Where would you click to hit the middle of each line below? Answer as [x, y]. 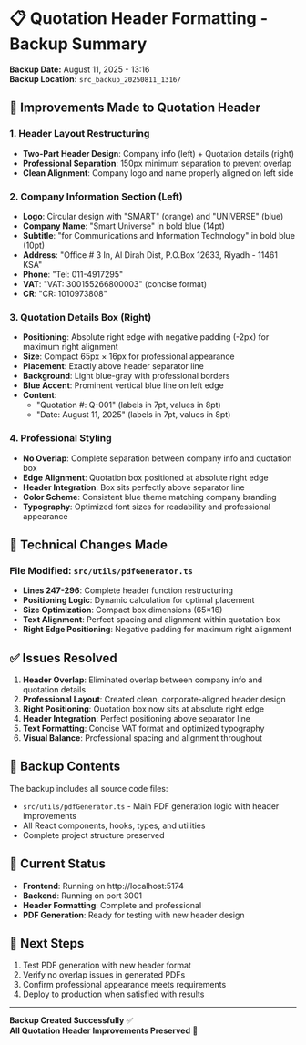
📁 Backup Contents [65, 767]
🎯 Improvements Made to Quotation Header [135, 108]
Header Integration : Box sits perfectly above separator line [133, 487]
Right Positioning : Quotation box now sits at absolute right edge [143, 709]
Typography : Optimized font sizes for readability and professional [147, 507]
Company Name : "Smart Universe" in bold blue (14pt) [124, 226]
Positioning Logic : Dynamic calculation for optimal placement [138, 600]
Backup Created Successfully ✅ [71, 1020]
